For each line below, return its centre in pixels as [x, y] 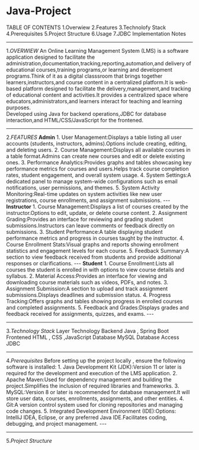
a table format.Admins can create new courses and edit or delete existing [96, 156]
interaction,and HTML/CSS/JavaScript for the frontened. [75, 120]
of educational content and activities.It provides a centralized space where [97, 95]
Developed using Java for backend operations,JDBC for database [86, 113]
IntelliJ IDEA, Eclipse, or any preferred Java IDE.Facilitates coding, [87, 417]
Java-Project [39, 11]
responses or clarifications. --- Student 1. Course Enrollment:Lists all [90, 263]
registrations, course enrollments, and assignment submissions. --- [88, 200]
